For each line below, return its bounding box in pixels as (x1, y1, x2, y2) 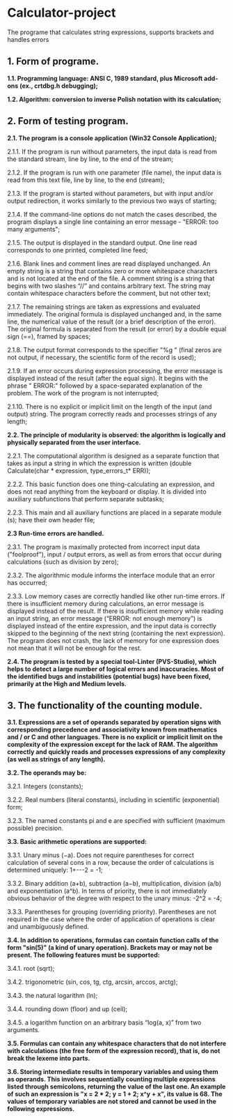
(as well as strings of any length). (7, 755, 106, 764)
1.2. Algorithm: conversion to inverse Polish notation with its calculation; (7, 95, 221, 103)
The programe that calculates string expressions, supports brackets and (7, 28, 214, 36)
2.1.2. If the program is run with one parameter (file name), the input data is (7, 168, 222, 176)
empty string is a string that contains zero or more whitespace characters (7, 266, 218, 275)
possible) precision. (7, 824, 64, 833)
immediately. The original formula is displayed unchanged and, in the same (7, 310, 222, 318)
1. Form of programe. (7, 56, 99, 68)
